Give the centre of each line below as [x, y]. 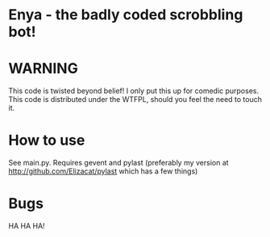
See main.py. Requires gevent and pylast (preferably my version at [118, 163]
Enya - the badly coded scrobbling [126, 15]
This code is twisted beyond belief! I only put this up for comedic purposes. [134, 91]
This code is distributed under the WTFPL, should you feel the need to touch [135, 100]
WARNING [43, 69]
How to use [47, 140]
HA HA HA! [27, 226]
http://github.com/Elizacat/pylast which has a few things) [103, 171]
